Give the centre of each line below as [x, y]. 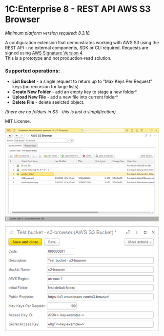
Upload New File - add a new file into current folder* [65, 97]
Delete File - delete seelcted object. [48, 102]
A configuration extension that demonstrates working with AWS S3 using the [82, 42]
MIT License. [18, 121]
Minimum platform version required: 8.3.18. [48, 33]
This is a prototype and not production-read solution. [58, 58]
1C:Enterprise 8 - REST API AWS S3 [78, 9]
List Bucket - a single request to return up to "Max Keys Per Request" [82, 81]
